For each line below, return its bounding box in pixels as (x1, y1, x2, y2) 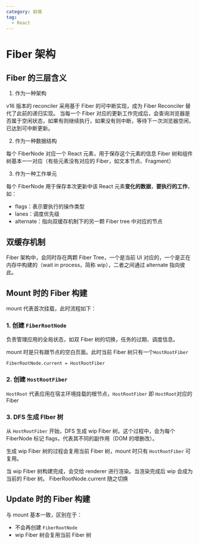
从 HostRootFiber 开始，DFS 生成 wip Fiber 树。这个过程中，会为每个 (6, 427, 176, 434)
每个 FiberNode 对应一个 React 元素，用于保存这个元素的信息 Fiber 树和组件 (6, 150, 193, 157)
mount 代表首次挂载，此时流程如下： (6, 305, 97, 312)
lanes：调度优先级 (14, 210, 60, 217)
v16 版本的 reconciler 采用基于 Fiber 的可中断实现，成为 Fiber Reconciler (6, 102, 185, 110)
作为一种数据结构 (14, 138, 57, 145)
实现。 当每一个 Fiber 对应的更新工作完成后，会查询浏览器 (42, 110, 185, 117)
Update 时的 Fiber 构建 (6, 494, 91, 504)
